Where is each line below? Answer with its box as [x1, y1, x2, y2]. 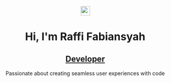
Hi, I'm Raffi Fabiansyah [25, 30, 146, 44]
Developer [65, 54, 106, 64]
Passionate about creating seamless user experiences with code [5, 70, 166, 77]
